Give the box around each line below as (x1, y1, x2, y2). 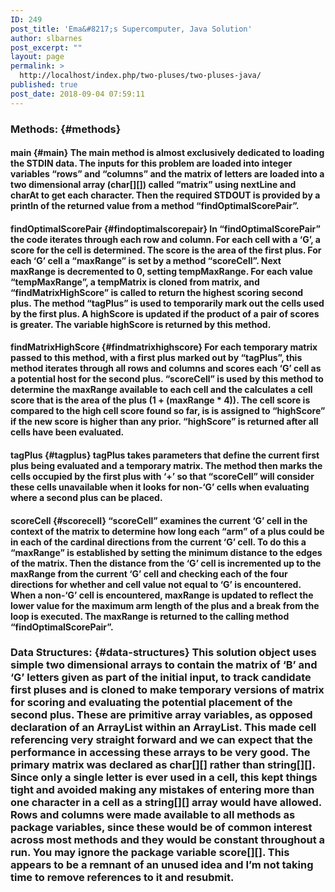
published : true (10, 80, 78, 90)
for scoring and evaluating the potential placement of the (10, 696, 293, 710)
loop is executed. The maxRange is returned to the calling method (10, 610, 290, 622)
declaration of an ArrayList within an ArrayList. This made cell (10, 721, 317, 735)
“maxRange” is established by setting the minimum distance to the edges (10, 546, 323, 558)
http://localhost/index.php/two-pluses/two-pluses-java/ (19, 71, 262, 81)
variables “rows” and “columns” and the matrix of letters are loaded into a (10, 168, 325, 180)
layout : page (10, 52, 65, 62)
